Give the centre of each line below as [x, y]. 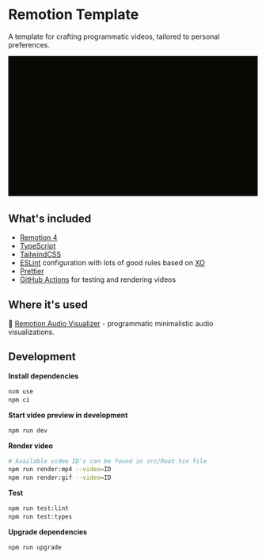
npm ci [19, 400]
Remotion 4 [38, 238]
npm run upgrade [35, 547]
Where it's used [48, 304]
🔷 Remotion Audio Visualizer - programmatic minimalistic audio [111, 324]
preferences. [29, 44]
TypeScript [38, 246]
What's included [50, 218]
